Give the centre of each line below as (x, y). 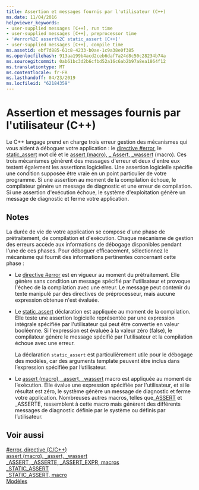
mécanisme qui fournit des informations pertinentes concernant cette (91, 257)
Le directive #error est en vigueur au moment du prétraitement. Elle (97, 274)
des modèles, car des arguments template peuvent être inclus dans (97, 361)
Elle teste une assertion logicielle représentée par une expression (95, 318)
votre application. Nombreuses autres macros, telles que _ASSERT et (98, 397)
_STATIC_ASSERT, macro (37, 475)
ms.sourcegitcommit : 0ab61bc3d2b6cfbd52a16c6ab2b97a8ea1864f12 (86, 61)
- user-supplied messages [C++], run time (59, 28)
